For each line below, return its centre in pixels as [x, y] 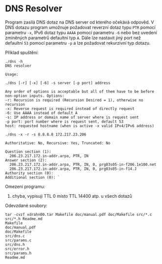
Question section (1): [28, 152]
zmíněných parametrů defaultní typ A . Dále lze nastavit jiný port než [73, 38]
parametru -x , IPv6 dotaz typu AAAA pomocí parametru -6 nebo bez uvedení [81, 32]
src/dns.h [15, 244]
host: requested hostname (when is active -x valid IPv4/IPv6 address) [80, 126]
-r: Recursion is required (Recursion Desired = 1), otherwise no [74, 100]
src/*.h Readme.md [24, 219]
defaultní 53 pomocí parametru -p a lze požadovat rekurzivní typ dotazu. [78, 43]
